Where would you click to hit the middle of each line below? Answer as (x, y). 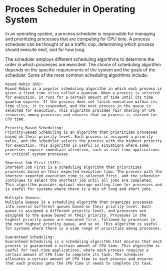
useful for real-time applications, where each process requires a (77, 250)
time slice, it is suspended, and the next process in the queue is (78, 106)
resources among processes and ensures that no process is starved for (81, 115)
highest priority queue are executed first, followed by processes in (80, 220)
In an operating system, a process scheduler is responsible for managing (80, 33)
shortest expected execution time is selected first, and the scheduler (82, 176)
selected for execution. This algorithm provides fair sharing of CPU (80, 110)
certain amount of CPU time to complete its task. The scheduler (74, 255)
